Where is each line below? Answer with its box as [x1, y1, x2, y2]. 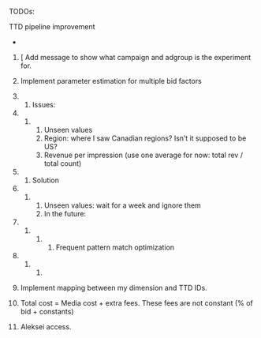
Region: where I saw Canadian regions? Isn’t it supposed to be [43, 133, 247, 143]
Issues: [32, 100, 56, 109]
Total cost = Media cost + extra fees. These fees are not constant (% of [20, 299, 253, 307]
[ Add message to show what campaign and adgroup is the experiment [20, 53, 252, 62]
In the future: [43, 209, 86, 218]
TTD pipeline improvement [9, 22, 95, 31]
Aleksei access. [20, 322, 72, 331]
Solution [32, 175, 60, 185]
